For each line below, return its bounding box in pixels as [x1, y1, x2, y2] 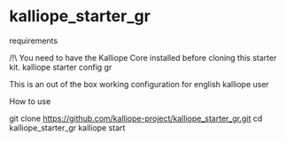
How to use [9, 95, 51, 107]
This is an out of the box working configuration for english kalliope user [9, 78, 270, 89]
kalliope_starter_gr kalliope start [9, 122, 126, 133]
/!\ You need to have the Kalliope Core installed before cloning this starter [9, 52, 277, 63]
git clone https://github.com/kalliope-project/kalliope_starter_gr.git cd [9, 113, 263, 123]
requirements [9, 35, 58, 46]
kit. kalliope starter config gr [9, 62, 112, 72]
